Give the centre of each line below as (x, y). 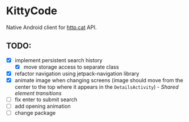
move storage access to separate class (71, 67)
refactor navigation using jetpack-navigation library (77, 73)
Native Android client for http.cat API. (51, 27)
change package (35, 113)
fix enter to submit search (46, 99)
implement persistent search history (58, 60)
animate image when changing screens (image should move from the (99, 80)
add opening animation (43, 106)
